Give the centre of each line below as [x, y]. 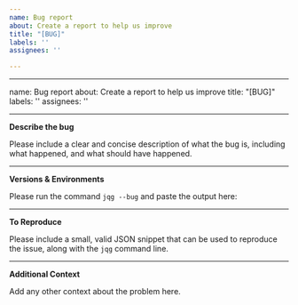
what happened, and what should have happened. [101, 154]
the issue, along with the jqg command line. [89, 249]
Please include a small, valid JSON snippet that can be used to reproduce [143, 239]
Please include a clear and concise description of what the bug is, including [147, 144]
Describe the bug [42, 127]
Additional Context [45, 274]
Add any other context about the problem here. [95, 292]
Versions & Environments [57, 180]
